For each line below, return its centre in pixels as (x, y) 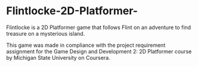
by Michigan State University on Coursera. (58, 58)
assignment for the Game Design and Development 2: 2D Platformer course (99, 51)
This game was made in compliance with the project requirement (86, 45)
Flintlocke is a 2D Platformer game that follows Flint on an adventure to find (99, 27)
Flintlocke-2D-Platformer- (72, 11)
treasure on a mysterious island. (46, 33)
